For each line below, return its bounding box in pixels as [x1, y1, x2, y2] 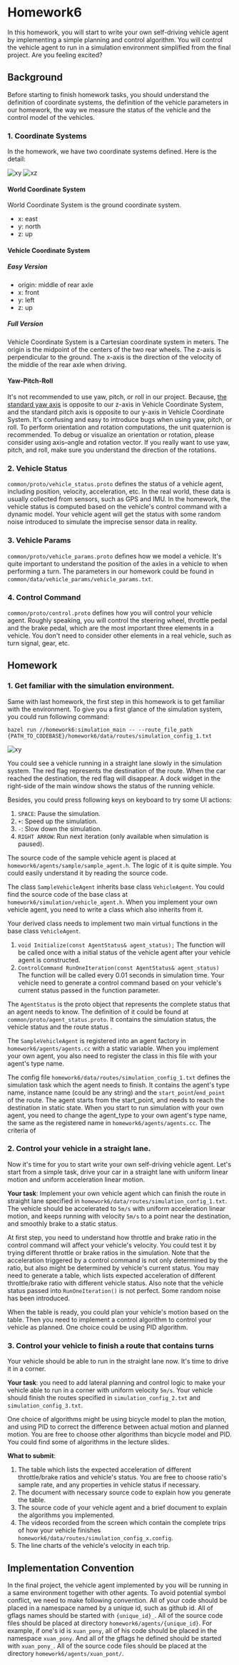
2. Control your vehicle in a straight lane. [7, 1144, 151, 1154]
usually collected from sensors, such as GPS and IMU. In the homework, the [7, 495, 230, 503]
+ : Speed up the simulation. [17, 817, 98, 825]
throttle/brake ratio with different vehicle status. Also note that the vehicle [7, 1279, 224, 1287]
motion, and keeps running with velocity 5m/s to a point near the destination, [7, 1212, 231, 1220]
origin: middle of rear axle [17, 280, 94, 289]
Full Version [7, 319, 44, 328]
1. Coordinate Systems [7, 131, 87, 141]
